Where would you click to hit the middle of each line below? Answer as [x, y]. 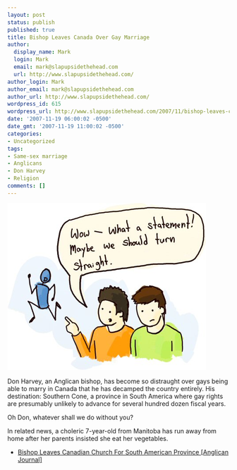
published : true [31, 30]
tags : [15, 149]
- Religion [23, 179]
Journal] [30, 459]
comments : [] [26, 186]
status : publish [31, 22]
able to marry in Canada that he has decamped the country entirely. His [111, 388]
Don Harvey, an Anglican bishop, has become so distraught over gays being [118, 381]
